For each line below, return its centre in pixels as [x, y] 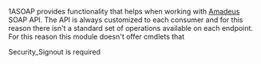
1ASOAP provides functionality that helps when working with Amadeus [124, 11]
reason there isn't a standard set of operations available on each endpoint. [131, 28]
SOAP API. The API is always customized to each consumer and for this [126, 20]
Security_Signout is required [55, 52]
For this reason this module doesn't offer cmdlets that [97, 36]
